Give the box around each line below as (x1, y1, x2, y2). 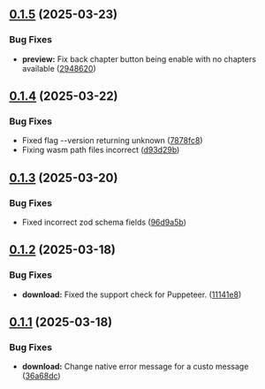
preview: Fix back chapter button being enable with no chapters (21, 53, 256, 65)
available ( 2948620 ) (21, 63, 97, 73)
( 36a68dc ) (21, 370, 61, 381)
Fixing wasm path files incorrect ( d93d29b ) (21, 145, 180, 156)
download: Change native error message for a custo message (21, 362, 249, 372)
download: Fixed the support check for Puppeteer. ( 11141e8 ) (21, 289, 242, 300)
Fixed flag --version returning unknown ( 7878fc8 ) (21, 135, 203, 146)
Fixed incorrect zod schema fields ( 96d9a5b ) (21, 217, 187, 228)
